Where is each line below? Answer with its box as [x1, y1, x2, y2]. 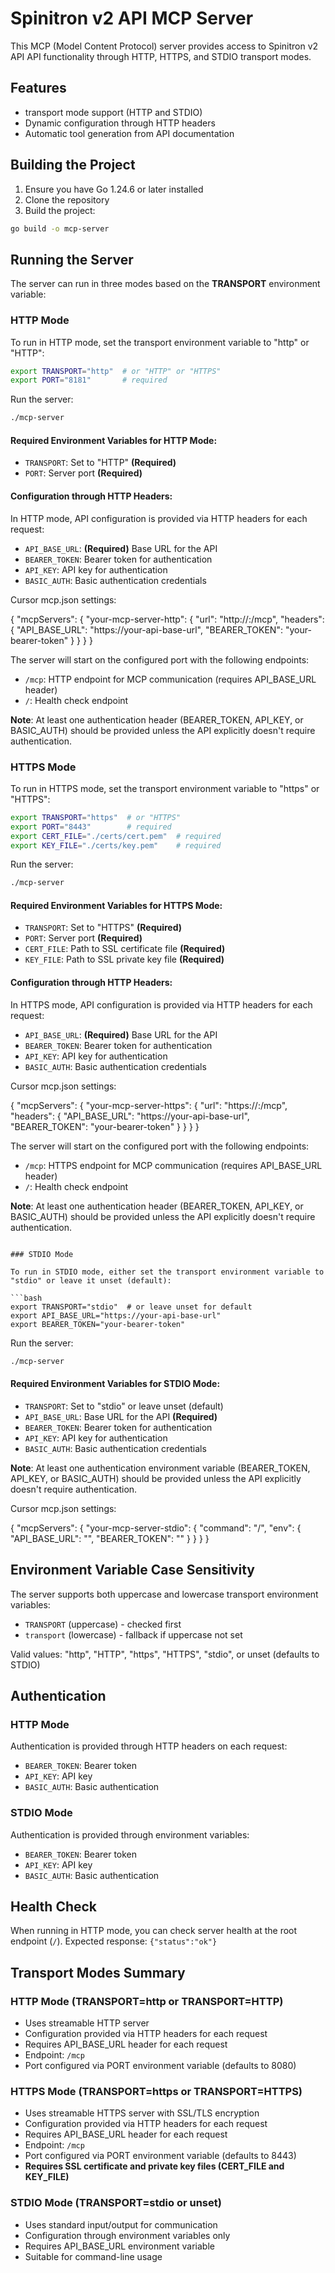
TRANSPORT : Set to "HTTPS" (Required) [24, 922, 183, 934]
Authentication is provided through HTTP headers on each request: [10, 1740, 288, 1752]
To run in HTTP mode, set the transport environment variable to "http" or [10, 336, 310, 348]
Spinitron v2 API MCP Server [10, 7, 254, 30]
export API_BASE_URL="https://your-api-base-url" [10, 1310, 222, 1321]
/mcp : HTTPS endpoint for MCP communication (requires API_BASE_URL [24, 1159, 323, 1171]
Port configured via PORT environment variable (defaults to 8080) [24, 2060, 297, 2072]
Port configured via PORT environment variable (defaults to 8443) [24, 2150, 297, 2162]
